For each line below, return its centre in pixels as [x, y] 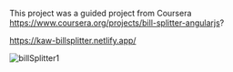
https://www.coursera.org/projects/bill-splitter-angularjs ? [117, 23]
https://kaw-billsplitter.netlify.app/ [73, 41]
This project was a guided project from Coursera [101, 13]
